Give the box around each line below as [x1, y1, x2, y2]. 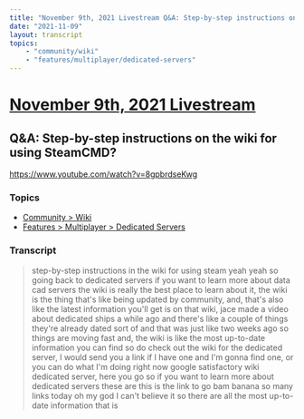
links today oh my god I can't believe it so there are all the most [31, 390, 268, 401]
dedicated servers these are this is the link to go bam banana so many [31, 380, 294, 391]
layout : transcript [9, 30, 83, 39]
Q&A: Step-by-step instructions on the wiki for [9, 131, 278, 146]
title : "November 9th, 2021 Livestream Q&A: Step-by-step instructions [9, 13, 285, 23]
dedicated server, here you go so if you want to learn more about [31, 371, 274, 382]
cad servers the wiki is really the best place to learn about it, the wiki [31, 284, 288, 295]
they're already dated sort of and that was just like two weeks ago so [31, 323, 290, 334]
